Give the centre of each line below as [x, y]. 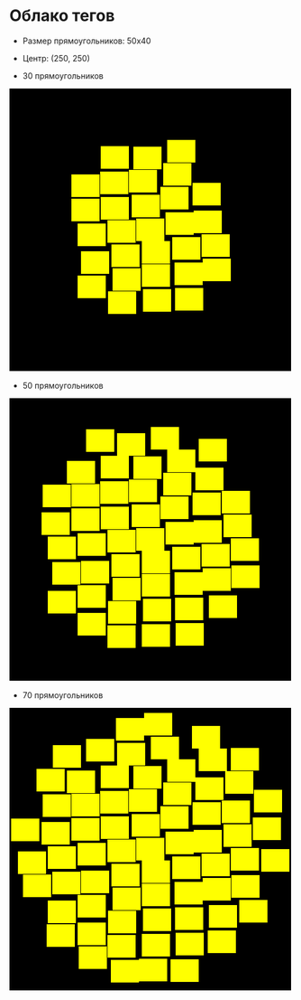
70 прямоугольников [63, 695]
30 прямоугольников [63, 75]
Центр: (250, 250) [56, 58]
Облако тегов [62, 16]
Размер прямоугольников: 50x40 [87, 41]
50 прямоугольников [63, 385]
